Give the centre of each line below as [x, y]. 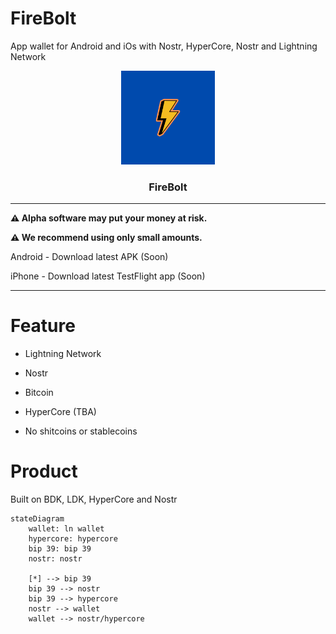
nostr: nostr [55, 559]
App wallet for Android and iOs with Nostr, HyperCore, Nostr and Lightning [164, 46]
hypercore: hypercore [73, 539]
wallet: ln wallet [66, 529]
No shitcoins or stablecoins [81, 431]
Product [44, 471]
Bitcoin [39, 393]
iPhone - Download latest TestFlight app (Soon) [108, 276]
